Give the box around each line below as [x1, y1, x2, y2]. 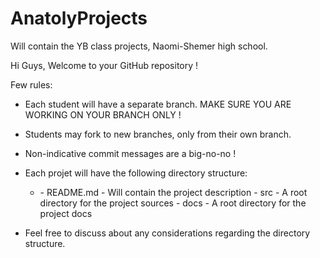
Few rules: [10, 78, 53, 91]
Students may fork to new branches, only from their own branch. [24, 128, 292, 140]
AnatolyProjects [10, 7, 148, 30]
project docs [39, 207, 93, 219]
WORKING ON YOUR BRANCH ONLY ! [24, 108, 182, 121]
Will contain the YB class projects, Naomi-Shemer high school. [10, 40, 268, 52]
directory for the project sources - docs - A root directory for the [39, 197, 307, 209]
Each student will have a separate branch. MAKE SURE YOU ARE [24, 98, 292, 110]
